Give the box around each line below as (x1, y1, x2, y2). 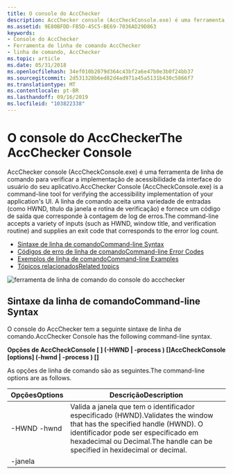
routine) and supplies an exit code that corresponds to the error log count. (7, 226, 219, 235)
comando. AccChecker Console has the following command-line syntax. (7, 332, 213, 340)
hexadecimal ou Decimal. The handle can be (70, 436, 213, 446)
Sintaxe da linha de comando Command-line (7, 296, 201, 307)
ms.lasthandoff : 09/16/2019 (7, 94, 89, 101)
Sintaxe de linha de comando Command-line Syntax (17, 240, 164, 248)
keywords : (7, 29, 36, 37)
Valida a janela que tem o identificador (70, 402, 196, 411)
